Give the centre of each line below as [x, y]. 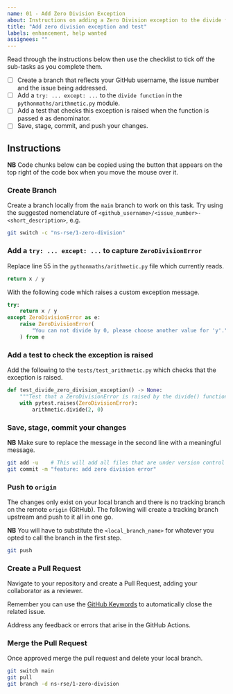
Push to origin [32, 487]
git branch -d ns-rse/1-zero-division [63, 684]
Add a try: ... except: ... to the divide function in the [100, 95]
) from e [32, 337]
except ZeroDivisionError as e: [54, 318]
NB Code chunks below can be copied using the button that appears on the [115, 165]
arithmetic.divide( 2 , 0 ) [68, 410]
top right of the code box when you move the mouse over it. [93, 172]
